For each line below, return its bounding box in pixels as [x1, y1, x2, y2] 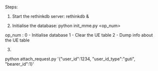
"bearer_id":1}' [5, 61, 34, 67]
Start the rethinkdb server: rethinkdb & [12, 14, 89, 19]
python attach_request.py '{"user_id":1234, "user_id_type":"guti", [5, 56, 136, 62]
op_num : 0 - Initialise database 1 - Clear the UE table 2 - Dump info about [5, 32, 153, 38]
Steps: [5, 4, 18, 10]
